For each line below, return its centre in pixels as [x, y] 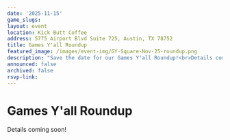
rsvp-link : [23, 77]
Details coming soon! [37, 130]
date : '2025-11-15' [35, 13]
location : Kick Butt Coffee [47, 32]
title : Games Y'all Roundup [47, 45]
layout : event [27, 26]
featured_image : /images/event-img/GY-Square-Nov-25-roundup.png [102, 52]
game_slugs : [24, 20]
